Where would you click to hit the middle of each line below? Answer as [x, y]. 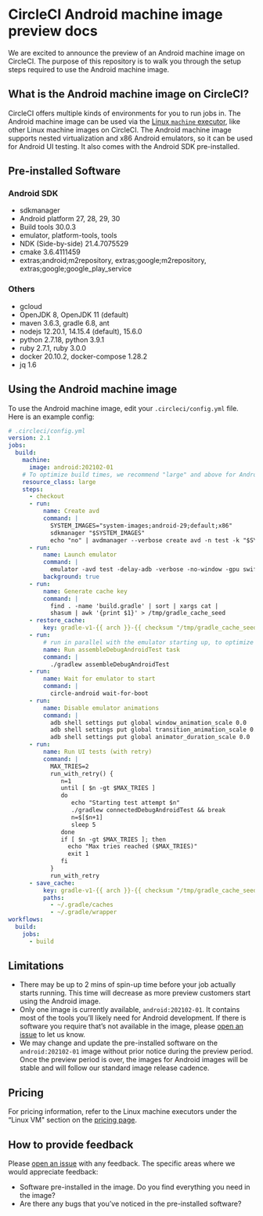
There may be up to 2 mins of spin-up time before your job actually [128, 985]
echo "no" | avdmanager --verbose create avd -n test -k [145, 540]
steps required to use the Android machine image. [89, 69]
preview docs [53, 31]
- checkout [47, 497]
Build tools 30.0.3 [48, 227]
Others [22, 289]
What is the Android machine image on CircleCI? [129, 95]
